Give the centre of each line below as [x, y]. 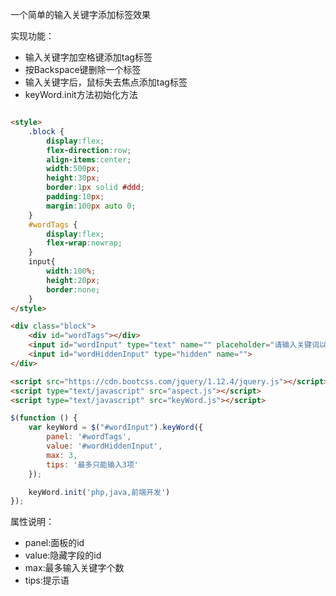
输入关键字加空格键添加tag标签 [88, 57]
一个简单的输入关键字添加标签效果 [80, 14]
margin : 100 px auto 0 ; [91, 206]
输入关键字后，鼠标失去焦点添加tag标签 [106, 82]
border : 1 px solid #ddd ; [95, 188]
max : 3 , [62, 455]
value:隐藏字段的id [63, 555]
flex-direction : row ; [89, 150]
